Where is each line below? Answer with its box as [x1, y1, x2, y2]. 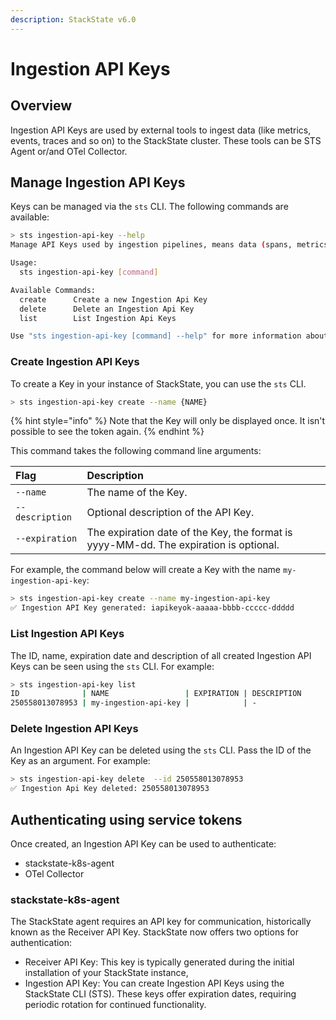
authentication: [10, 937, 73, 949]
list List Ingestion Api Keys [19, 313, 177, 323]
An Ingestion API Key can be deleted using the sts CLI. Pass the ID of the [10, 744, 312, 756]
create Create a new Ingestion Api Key [19, 294, 208, 305]
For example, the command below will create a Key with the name [10, 564, 282, 576]
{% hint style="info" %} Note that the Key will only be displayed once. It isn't [10, 415, 326, 427]
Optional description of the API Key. [86, 506, 255, 520]
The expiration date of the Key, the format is [86, 526, 293, 540]
